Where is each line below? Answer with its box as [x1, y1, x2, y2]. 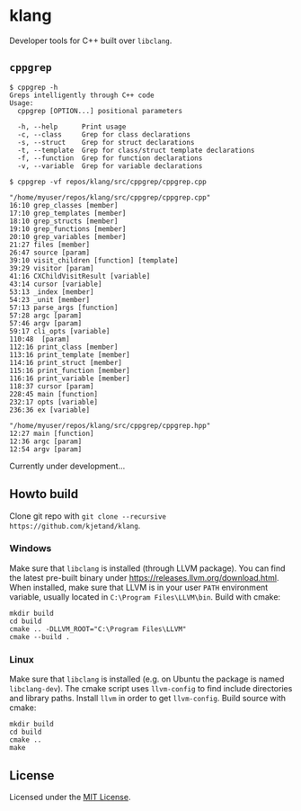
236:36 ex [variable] [9, 405, 91, 414]
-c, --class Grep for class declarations [17, 129, 191, 139]
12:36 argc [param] [9, 437, 83, 446]
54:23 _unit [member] [9, 295, 91, 304]
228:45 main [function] [9, 389, 99, 398]
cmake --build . [9, 632, 70, 641]
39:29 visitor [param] [9, 263, 94, 272]
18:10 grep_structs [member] [9, 217, 119, 226]
